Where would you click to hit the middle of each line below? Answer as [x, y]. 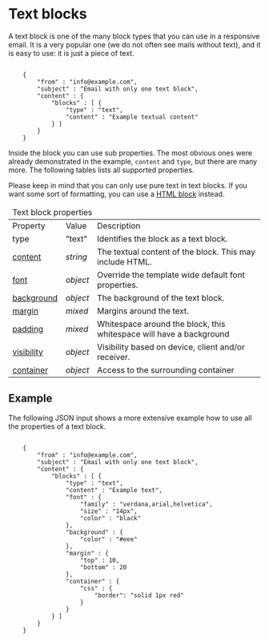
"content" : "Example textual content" [132, 117]
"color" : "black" [110, 518]
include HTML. [124, 261]
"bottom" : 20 [103, 567]
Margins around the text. [143, 311]
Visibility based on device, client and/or [171, 347]
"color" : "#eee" [108, 539]
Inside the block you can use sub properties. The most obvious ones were [130, 152]
